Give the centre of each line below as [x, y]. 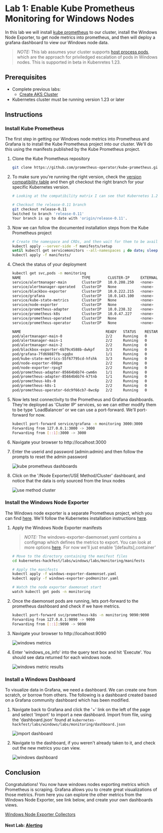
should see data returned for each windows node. [62, 657]
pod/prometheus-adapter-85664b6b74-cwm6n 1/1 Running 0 [79, 372]
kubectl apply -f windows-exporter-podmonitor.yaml [65, 578]
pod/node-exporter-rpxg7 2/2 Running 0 [79, 368]
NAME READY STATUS [74, 332]
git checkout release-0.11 [39, 209]
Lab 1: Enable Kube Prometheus [70, 8]
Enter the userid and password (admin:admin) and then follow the [77, 451]
